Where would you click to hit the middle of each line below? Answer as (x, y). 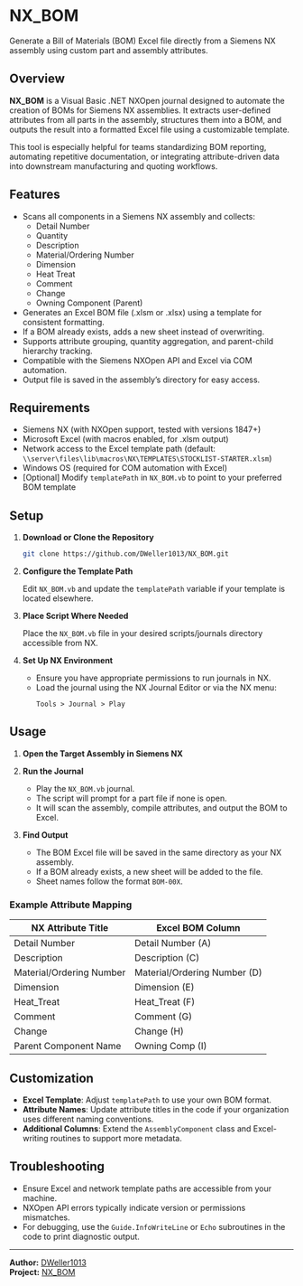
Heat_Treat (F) (165, 1002)
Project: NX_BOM (42, 1272)
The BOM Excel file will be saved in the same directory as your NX (159, 852)
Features (35, 195)
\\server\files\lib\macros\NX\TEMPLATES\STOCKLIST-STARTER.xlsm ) (147, 458)
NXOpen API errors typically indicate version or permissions (134, 1207)
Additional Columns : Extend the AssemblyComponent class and (137, 1128)
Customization (52, 1078)
